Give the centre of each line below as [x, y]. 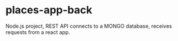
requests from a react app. [38, 32]
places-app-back [49, 10]
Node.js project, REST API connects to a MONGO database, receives [89, 26]
